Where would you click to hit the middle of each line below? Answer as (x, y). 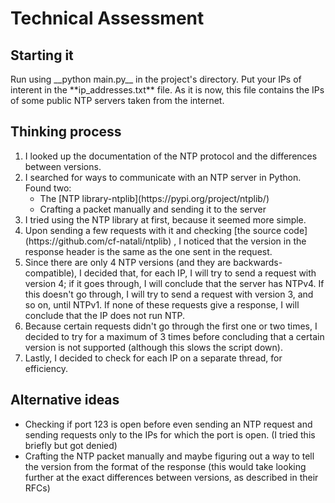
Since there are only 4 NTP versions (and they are (128, 262)
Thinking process (66, 132)
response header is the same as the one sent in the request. (148, 251)
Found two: (48, 188)
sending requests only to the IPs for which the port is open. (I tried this (170, 434)
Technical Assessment (107, 18)
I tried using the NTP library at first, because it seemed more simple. (165, 219)
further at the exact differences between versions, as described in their (171, 477)
